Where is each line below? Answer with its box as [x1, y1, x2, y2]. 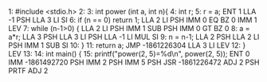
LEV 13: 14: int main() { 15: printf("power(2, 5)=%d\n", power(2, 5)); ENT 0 [8, 49, 250, 58]
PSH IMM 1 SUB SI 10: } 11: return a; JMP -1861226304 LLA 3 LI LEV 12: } [8, 41, 246, 50]
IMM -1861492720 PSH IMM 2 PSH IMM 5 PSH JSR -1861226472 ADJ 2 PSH [8, 57, 260, 67]
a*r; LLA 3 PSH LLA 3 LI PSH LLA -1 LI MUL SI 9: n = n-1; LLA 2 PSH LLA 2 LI [8, 32, 260, 41]
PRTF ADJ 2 [8, 66, 49, 75]
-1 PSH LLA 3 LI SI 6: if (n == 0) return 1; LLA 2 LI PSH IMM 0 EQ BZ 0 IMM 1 [8, 15, 257, 25]
